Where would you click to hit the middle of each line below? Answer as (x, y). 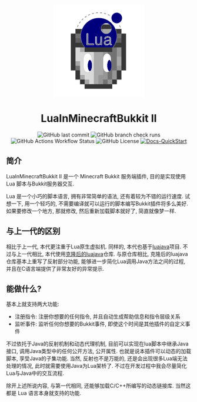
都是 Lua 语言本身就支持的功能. (44, 393)
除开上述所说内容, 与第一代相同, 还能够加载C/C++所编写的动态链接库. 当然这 (98, 386)
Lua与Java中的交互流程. (35, 373)
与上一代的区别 (33, 231)
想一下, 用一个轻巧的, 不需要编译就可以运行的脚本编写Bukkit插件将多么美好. (97, 203)
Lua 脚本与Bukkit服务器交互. (40, 184)
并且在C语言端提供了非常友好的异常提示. (55, 268)
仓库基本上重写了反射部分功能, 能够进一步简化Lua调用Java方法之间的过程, (96, 261)
